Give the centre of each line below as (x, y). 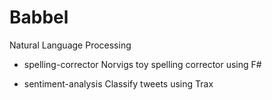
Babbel (39, 17)
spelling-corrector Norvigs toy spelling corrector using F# (142, 64)
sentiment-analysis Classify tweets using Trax (118, 83)
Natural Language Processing (70, 45)
